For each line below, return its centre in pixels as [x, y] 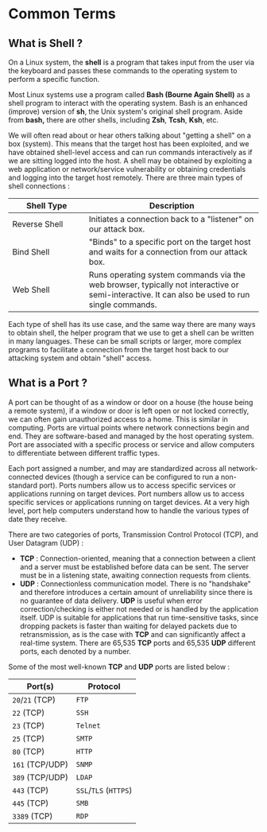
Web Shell [31, 290]
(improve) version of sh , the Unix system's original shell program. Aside [126, 111]
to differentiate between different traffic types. [84, 453]
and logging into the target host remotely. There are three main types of [126, 177]
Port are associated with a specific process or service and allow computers [132, 444]
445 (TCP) [31, 803]
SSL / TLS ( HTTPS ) [104, 790]
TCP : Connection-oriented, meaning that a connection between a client [137, 558]
